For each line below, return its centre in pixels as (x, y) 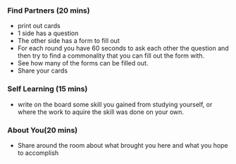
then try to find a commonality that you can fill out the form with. (111, 56)
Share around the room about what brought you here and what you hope (123, 145)
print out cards (39, 26)
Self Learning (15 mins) (48, 89)
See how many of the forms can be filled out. (83, 63)
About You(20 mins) (43, 130)
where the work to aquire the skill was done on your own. (101, 112)
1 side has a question (48, 33)
